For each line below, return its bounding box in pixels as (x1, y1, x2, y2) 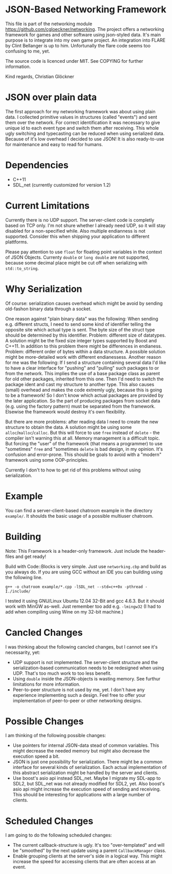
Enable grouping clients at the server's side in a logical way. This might (12, 853, 163, 859)
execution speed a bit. (12, 753, 60, 760)
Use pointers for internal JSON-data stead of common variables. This (12, 742, 160, 748)
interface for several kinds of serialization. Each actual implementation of (12, 764, 167, 771)
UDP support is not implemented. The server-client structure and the (12, 659, 158, 665)
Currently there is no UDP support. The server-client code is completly (5, 217, 155, 223)
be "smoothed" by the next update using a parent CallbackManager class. (12, 848, 166, 854)
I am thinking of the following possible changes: (5, 732, 106, 739)
